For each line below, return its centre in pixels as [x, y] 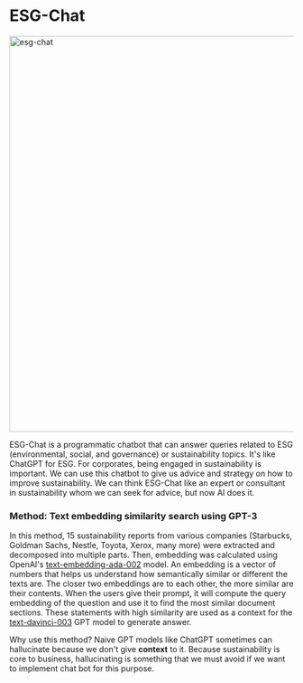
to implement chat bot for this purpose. [82, 669]
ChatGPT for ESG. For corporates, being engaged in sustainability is [135, 463]
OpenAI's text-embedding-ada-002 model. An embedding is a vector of [143, 564]
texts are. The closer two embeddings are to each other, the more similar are [151, 583]
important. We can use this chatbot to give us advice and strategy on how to [151, 473]
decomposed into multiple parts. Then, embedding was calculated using [143, 555]
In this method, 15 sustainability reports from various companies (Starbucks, [151, 536]
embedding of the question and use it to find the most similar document [142, 603]
